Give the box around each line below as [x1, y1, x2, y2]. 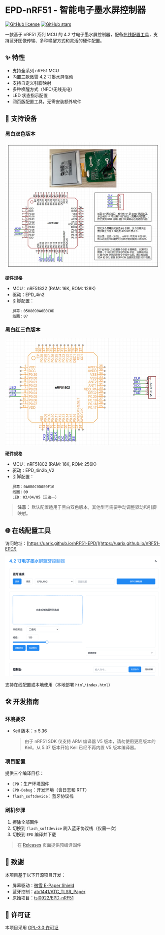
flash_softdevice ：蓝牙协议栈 [12, 793, 74, 799]
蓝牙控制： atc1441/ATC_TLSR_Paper [12, 888, 86, 894]
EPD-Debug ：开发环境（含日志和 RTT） [12, 787, 90, 793]
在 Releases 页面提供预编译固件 [17, 842, 82, 848]
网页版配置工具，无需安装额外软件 [12, 98, 82, 104]
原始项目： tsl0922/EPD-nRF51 [12, 894, 74, 901]
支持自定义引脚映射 [12, 80, 52, 86]
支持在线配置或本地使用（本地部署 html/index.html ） [5, 682, 113, 688]
